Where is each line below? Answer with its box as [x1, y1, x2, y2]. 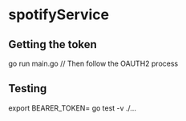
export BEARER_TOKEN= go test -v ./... [8, 103, 136, 113]
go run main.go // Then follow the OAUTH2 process [8, 58, 179, 68]
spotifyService [8, 6, 110, 24]
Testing [8, 82, 47, 95]
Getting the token [8, 38, 98, 51]
